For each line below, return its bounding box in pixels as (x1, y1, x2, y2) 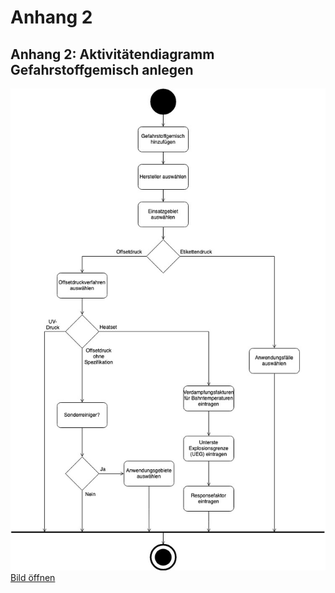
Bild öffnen (10, 572, 56, 584)
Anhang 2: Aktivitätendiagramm (10, 46, 215, 63)
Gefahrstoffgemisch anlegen (10, 61, 194, 78)
